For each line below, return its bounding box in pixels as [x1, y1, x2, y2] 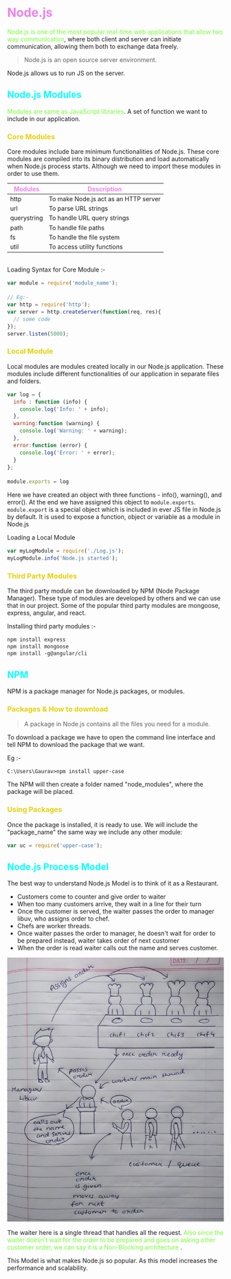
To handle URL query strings [49, 214, 129, 222]
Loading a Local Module [7, 533, 76, 542]
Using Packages [7, 805, 63, 815]
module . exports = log [7, 478, 69, 485]
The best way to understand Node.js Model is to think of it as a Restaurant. [7, 879, 219, 888]
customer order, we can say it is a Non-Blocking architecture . [7, 1242, 183, 1251]
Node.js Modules [7, 89, 82, 101]
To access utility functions [49, 243, 123, 251]
